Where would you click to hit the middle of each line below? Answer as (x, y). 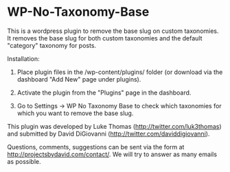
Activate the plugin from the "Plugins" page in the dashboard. (104, 93)
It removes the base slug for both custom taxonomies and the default (105, 38)
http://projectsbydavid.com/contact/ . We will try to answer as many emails (112, 154)
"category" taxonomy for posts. (52, 45)
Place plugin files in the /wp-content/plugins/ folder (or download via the (120, 72)
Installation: (23, 58)
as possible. (24, 161)
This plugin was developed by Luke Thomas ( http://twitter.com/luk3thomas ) (114, 126)
